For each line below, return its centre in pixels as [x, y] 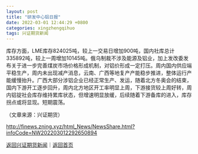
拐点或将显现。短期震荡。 [37, 102]
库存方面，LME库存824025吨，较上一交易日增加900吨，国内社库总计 [90, 51]
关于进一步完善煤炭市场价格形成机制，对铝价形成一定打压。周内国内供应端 [101, 66]
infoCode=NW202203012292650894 [52, 133]
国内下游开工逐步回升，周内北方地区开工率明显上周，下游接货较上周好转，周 [99, 88]
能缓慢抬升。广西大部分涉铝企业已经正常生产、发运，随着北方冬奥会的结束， [99, 81]
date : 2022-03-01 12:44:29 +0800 [47, 22]
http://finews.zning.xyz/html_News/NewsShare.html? [71, 126]
